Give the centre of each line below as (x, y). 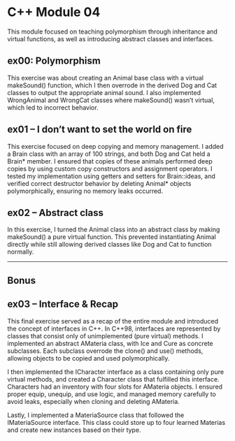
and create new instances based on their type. (74, 430)
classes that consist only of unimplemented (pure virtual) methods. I (106, 335)
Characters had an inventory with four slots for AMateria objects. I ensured (115, 386)
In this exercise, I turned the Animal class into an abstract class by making (114, 230)
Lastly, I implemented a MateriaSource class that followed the (96, 415)
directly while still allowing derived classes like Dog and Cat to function (109, 245)
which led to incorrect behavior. (53, 107)
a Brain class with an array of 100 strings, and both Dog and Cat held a (109, 154)
